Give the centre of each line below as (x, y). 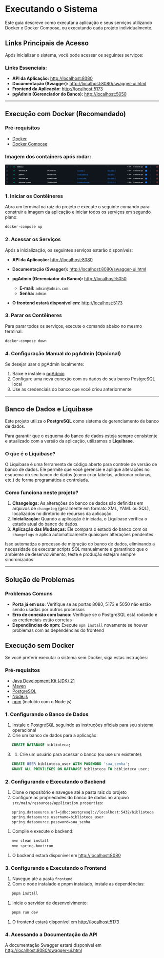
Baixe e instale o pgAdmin (38, 373)
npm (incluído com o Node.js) (42, 702)
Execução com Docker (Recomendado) (65, 114)
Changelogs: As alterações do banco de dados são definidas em (78, 503)
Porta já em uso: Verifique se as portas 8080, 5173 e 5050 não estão (82, 604)
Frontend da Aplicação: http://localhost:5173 (58, 89)
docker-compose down (26, 341)
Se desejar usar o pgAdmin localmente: (45, 364)
